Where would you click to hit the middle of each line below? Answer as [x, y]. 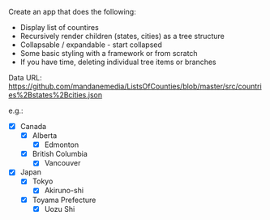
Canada [33, 126]
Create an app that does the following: [72, 12]
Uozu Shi [60, 209]
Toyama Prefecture [64, 200]
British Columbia [60, 154]
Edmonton [62, 145]
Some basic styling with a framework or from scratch [109, 53]
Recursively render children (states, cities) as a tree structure [122, 36]
